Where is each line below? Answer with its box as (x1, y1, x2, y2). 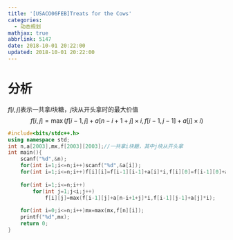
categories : (8, 17, 42, 24)
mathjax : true (8, 29, 49, 37)
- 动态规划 (14, 23, 41, 30)
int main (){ (8, 149, 42, 156)
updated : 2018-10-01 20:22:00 (8, 49, 95, 56)
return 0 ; (20, 220, 49, 228)
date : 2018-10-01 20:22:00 (8, 42, 86, 49)
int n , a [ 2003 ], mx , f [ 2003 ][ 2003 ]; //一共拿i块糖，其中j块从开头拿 (8, 143, 184, 150)
